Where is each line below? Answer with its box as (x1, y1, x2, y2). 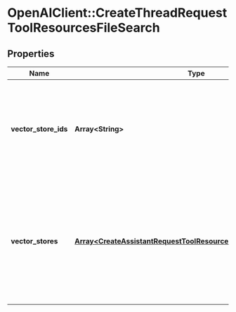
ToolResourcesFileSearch (7, 20, 160, 36)
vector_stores (11, 236, 58, 246)
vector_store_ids (11, 124, 68, 134)
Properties (7, 48, 55, 60)
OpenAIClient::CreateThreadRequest (7, 5, 228, 21)
